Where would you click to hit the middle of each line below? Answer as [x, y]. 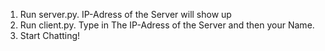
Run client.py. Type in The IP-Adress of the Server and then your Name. [167, 25]
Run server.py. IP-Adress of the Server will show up [125, 14]
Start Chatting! [50, 35]
